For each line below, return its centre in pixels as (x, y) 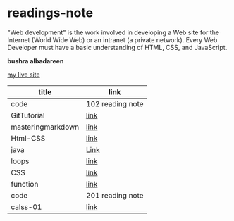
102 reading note (115, 103)
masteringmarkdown (45, 127)
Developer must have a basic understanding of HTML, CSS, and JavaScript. (117, 47)
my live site (24, 75)
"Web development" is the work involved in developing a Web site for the (113, 32)
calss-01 (26, 207)
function (25, 184)
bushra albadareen (36, 61)
